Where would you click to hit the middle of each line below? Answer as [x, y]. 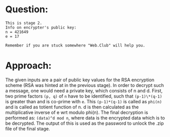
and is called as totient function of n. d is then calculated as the [72, 107]
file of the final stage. [28, 128]
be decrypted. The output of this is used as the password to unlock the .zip [84, 123]
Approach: [28, 66]
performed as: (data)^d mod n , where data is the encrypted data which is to [85, 118]
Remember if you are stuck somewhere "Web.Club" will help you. [75, 45]
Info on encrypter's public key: [41, 27]
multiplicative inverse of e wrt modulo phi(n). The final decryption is [77, 112]
